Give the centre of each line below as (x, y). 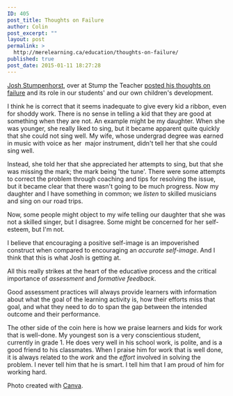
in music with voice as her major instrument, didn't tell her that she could (112, 143)
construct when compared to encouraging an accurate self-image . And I (111, 250)
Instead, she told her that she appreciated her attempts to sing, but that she (115, 164)
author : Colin (28, 26)
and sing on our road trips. (45, 201)
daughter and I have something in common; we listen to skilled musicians (112, 193)
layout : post (26, 40)
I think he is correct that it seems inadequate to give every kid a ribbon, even (117, 106)
